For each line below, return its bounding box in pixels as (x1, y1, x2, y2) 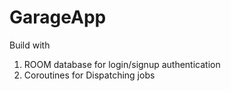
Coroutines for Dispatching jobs (23, 69, 156, 81)
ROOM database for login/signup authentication (23, 58, 221, 70)
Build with (9, 39, 51, 51)
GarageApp (9, 6, 107, 29)
